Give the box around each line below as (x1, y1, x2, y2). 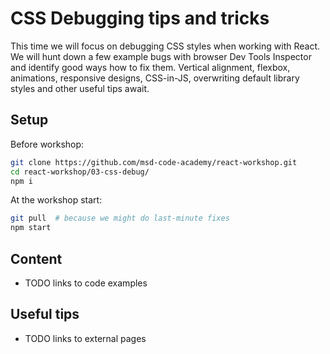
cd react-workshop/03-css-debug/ (10, 167, 150, 177)
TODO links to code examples (24, 277, 148, 289)
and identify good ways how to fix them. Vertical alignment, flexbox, (10, 61, 291, 73)
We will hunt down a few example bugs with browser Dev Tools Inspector (10, 50, 312, 62)
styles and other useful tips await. (10, 82, 150, 94)
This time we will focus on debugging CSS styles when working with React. (10, 40, 321, 52)
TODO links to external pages (24, 332, 147, 344)
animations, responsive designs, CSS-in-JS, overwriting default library (10, 72, 300, 84)
